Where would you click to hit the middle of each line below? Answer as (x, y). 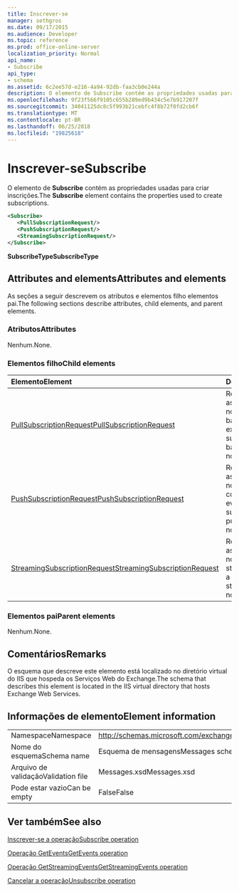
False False (116, 792)
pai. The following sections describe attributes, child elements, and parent (115, 303)
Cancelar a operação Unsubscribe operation (72, 881)
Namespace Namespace (51, 735)
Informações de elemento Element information (112, 716)
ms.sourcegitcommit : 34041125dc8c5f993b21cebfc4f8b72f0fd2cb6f (103, 107)
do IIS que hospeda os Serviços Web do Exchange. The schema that (107, 679)
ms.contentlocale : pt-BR (44, 120)
